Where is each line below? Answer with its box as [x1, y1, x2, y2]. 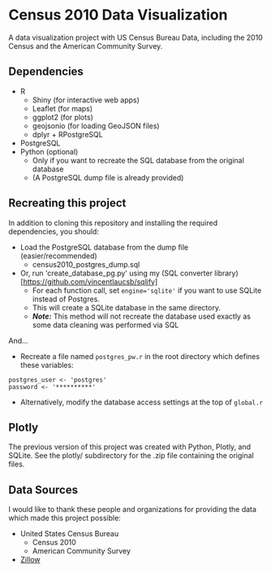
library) [214, 268, 239, 278]
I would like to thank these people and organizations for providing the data [8, 505, 257, 514]
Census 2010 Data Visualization [8, 6, 228, 24]
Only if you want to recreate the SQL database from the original [32, 155, 245, 165]
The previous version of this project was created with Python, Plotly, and [8, 442, 252, 452]
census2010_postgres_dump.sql [32, 259, 140, 269]
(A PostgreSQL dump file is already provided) [32, 172, 184, 182]
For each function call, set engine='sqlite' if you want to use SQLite [32, 285, 262, 295]
